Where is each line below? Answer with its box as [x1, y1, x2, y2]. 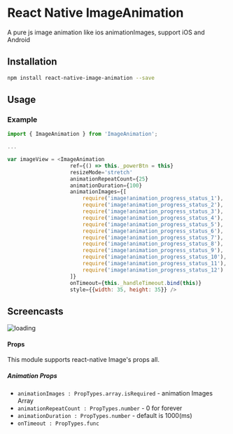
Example [7, 114, 38, 124]
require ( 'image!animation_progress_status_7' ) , [82, 234, 224, 241]
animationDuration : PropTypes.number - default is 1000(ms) [17, 412, 192, 420]
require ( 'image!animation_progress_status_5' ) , [82, 220, 224, 228]
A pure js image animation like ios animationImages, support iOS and [7, 28, 205, 36]
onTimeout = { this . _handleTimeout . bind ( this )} [69, 279, 202, 286]
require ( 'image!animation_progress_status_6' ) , [82, 227, 224, 234]
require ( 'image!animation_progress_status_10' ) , [82, 253, 227, 260]
